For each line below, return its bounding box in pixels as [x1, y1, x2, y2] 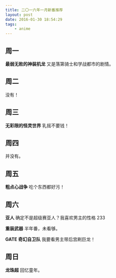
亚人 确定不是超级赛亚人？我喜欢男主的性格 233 [5, 214, 105, 221]
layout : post [5, 12, 33, 17]
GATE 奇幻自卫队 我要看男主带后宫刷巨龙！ [5, 236, 96, 242]
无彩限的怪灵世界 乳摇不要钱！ [5, 122, 69, 129]
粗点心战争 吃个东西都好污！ [5, 184, 65, 190]
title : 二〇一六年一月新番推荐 [5, 7, 63, 13]
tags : [5, 21, 17, 27]
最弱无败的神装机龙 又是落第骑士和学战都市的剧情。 [5, 60, 113, 67]
